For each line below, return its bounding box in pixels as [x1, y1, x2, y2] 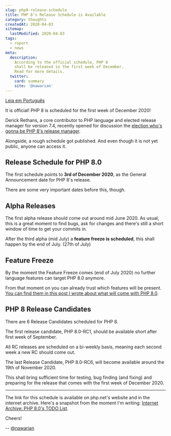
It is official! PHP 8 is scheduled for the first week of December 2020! [5, 107, 151, 113]
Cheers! [5, 415, 22, 421]
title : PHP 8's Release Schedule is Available [5, 12, 106, 17]
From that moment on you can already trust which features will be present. [5, 285, 162, 291]
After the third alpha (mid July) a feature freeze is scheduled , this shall [5, 236, 155, 242]
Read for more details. [14, 69, 65, 74]
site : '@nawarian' [14, 83, 53, 88]
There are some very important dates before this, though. [5, 187, 126, 193]
